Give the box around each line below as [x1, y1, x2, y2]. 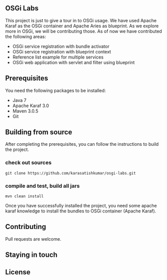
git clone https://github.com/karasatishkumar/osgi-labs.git [5, 171, 136, 176]
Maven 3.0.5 [12, 108, 39, 114]
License [5, 267, 31, 276]
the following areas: [5, 33, 46, 39]
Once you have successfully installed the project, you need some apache [5, 203, 157, 209]
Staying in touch [5, 251, 58, 259]
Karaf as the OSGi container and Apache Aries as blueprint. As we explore [5, 23, 159, 29]
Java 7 [12, 97, 27, 103]
